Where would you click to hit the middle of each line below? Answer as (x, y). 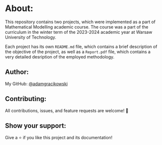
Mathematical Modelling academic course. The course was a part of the (77, 27)
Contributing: (26, 99)
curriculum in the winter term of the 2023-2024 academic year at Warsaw (79, 32)
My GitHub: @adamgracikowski (36, 84)
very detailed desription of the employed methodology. (60, 57)
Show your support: (36, 125)
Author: (17, 72)
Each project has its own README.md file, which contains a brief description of (81, 46)
